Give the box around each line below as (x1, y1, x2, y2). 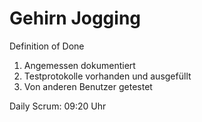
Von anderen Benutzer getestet (23, 80, 153, 92)
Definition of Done (9, 40, 85, 52)
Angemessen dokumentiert (23, 59, 136, 71)
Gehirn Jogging (9, 7, 142, 30)
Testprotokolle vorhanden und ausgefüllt (23, 70, 192, 82)
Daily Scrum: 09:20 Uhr (9, 100, 107, 112)
